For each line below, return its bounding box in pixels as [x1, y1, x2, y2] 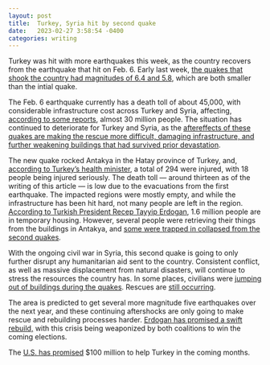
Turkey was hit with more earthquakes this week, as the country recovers [8, 56, 252, 66]
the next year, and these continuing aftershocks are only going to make [8, 306, 244, 316]
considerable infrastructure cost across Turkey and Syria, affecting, [8, 106, 232, 116]
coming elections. [8, 332, 67, 342]
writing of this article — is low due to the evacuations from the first [8, 182, 229, 191]
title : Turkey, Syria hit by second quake [8, 19, 157, 27]
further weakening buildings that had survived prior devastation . [8, 140, 221, 150]
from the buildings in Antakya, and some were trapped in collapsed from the [8, 224, 260, 234]
